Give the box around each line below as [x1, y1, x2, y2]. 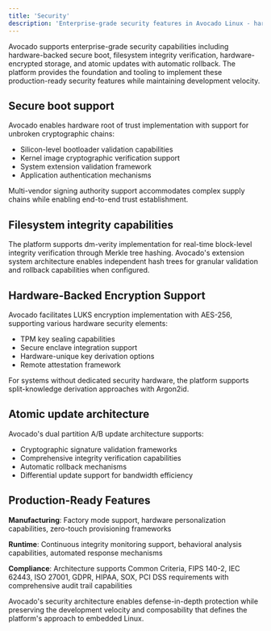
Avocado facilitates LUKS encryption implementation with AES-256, [8, 310, 232, 320]
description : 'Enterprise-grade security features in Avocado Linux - [8, 19, 251, 27]
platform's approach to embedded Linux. [8, 613, 144, 623]
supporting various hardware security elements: [8, 318, 168, 328]
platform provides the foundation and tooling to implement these [8, 67, 223, 77]
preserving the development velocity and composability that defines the [8, 604, 248, 614]
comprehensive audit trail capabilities [8, 580, 133, 590]
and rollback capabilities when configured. [8, 265, 150, 275]
